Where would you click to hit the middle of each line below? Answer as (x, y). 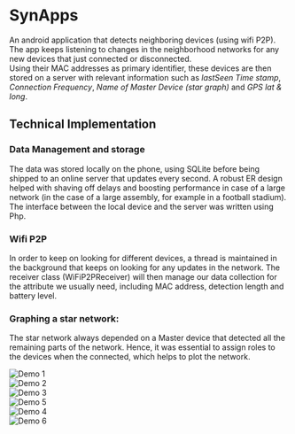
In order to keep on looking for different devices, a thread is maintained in (143, 258)
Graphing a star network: (64, 318)
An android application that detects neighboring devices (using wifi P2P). (143, 40)
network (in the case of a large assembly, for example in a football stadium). (148, 197)
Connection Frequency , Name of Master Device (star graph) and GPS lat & (146, 87)
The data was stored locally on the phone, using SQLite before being (134, 168)
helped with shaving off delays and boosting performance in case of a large (147, 188)
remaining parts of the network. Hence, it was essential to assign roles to (143, 347)
